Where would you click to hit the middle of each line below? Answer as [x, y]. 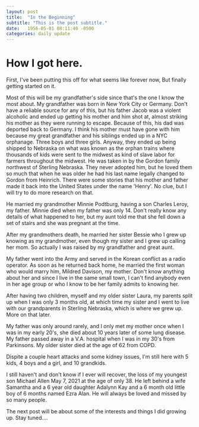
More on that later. [29, 315]
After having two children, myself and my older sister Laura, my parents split [99, 296]
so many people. [27, 400]
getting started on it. [31, 86]
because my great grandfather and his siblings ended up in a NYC [87, 136]
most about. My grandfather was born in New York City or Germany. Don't [97, 104]
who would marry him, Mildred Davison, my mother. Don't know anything [95, 272]
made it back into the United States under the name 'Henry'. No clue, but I [97, 186]
